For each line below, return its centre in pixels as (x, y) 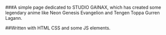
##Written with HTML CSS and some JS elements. (58, 28)
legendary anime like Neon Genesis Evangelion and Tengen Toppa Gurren (82, 13)
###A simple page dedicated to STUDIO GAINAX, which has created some (83, 7)
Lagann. (14, 18)
